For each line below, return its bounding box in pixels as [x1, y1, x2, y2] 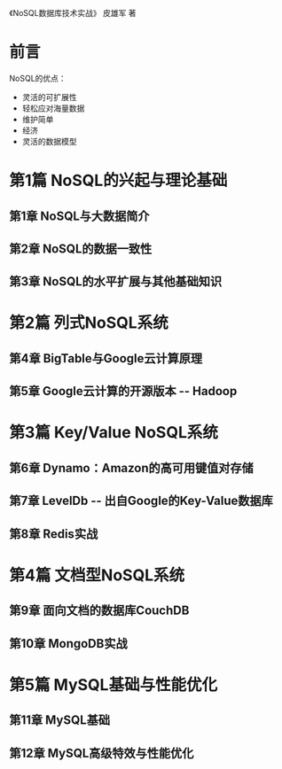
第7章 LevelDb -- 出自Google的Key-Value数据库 [9, 493, 273, 509]
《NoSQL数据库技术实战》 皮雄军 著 [9, 8, 137, 18]
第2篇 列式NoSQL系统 [9, 313, 168, 333]
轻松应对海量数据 [21, 103, 85, 113]
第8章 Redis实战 [9, 526, 98, 541]
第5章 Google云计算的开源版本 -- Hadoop [9, 384, 238, 399]
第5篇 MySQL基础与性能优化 [9, 674, 218, 695]
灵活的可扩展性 [21, 91, 77, 102]
